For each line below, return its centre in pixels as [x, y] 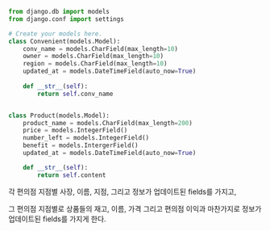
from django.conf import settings [66, 19]
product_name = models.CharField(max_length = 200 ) [108, 123]
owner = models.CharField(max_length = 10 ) [93, 57]
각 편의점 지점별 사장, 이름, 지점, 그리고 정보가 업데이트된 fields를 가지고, [123, 191]
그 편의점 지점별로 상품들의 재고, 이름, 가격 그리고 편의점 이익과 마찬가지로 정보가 [135, 208]
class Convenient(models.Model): [64, 41]
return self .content [72, 175]
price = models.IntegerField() [75, 130]
